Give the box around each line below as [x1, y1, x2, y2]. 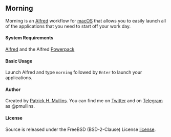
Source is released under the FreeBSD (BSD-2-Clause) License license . [5, 126, 156, 132]
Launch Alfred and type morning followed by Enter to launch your [5, 69, 142, 76]
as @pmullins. [5, 103, 35, 109]
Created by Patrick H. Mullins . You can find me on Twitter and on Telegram [5, 98, 163, 104]
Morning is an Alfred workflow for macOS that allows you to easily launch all [5, 17, 166, 24]
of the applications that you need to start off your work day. [5, 23, 131, 29]
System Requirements [5, 35, 54, 41]
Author [5, 86, 21, 93]
